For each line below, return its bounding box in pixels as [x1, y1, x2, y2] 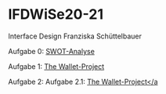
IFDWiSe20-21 [8, 5, 104, 23]
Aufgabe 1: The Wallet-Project [8, 61, 105, 71]
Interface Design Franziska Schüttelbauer [8, 31, 143, 41]
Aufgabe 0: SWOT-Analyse [8, 46, 96, 56]
